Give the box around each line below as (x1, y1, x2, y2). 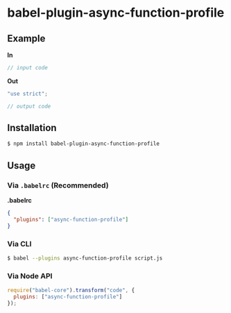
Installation (7, 122, 57, 134)
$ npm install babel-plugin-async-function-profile (7, 140, 160, 147)
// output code (7, 103, 51, 110)
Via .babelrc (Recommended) (7, 180, 109, 190)
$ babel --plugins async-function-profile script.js (7, 255, 163, 262)
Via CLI (7, 239, 32, 248)
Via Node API (7, 271, 53, 280)
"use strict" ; (7, 90, 49, 97)
